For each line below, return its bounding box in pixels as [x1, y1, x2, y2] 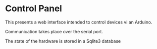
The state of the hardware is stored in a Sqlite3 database [5, 38, 121, 44]
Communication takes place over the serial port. [5, 28, 103, 34]
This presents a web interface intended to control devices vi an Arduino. [5, 19, 153, 25]
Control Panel [5, 3, 62, 14]
